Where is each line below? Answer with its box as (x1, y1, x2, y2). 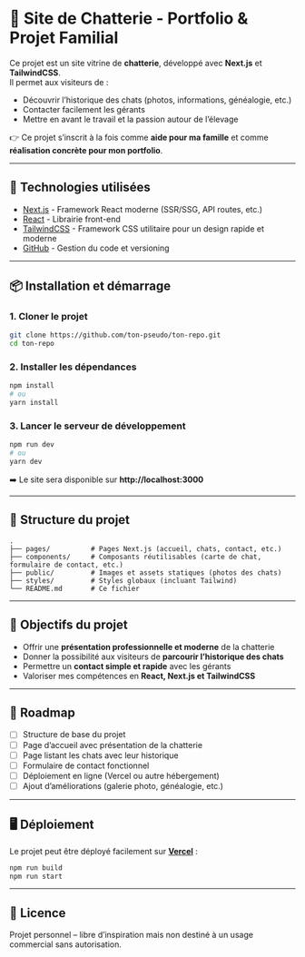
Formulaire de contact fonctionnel (22, 760, 150, 771)
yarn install (9, 399, 59, 408)
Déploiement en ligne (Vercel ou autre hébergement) (22, 770, 220, 781)
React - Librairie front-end (22, 213, 121, 224)
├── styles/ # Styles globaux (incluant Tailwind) (9, 576, 238, 585)
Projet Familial (9, 27, 119, 48)
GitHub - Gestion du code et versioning (22, 242, 170, 253)
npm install (9, 381, 54, 390)
